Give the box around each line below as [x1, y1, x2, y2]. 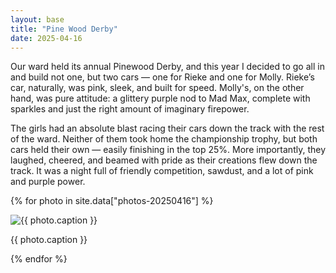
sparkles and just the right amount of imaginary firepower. [10, 103, 250, 115]
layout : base [10, 14, 65, 25]
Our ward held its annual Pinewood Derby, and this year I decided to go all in [10, 61, 325, 73]
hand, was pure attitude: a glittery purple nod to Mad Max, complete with [10, 92, 311, 105]
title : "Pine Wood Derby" [10, 24, 118, 34]
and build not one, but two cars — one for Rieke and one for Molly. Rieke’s [10, 71, 315, 83]
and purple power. [10, 176, 86, 188]
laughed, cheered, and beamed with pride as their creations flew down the [10, 154, 318, 166]
